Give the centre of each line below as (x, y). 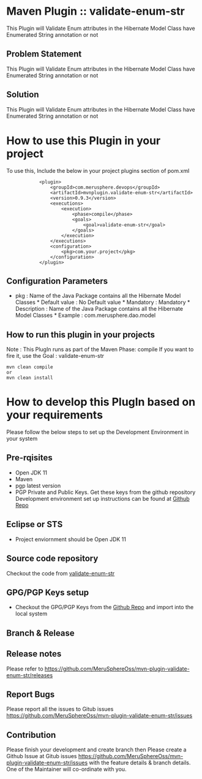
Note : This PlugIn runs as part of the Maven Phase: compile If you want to (100, 349)
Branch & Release (40, 633)
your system (22, 439)
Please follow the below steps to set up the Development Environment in (98, 432)
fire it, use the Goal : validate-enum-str (55, 356)
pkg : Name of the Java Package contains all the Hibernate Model (98, 296)
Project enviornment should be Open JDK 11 (71, 539)
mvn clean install (30, 378)
